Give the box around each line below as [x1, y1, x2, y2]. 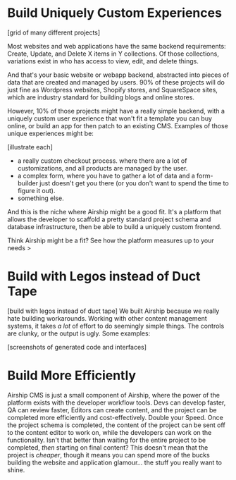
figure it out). [17, 186, 56, 195]
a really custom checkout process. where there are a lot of [17, 156, 187, 165]
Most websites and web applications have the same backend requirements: [7, 42, 227, 50]
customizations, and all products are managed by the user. [17, 164, 188, 172]
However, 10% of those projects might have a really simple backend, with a [7, 106, 225, 115]
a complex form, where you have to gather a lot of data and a [17, 171, 195, 180]
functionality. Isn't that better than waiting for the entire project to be [7, 436, 206, 444]
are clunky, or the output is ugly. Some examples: [7, 329, 151, 338]
